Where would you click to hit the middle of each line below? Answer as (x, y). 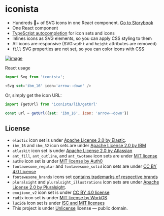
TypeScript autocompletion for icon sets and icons (63, 33)
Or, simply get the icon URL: (33, 95)
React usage (18, 68)
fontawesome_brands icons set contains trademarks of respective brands (85, 177)
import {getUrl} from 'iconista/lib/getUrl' (51, 104)
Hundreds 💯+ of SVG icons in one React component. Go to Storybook (83, 23)
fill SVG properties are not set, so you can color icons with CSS (78, 49)
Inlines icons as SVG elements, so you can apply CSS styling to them (82, 38)
